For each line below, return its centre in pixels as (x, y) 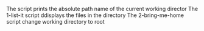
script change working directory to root (55, 22)
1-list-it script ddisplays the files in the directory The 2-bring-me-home (95, 15)
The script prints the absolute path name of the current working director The (102, 9)
